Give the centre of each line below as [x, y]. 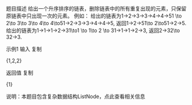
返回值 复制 [20, 73]
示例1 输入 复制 [24, 49]
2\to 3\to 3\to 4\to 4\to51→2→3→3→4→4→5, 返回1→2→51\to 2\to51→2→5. [96, 23]
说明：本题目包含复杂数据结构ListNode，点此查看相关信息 [76, 96]
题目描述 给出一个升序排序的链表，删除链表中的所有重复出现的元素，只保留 [96, 8]
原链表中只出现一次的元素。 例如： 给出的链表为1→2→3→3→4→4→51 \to [94, 16]
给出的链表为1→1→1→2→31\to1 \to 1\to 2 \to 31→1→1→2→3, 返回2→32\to [93, 30]
